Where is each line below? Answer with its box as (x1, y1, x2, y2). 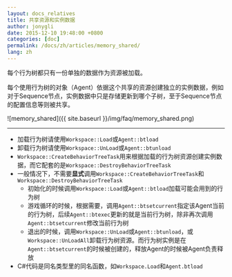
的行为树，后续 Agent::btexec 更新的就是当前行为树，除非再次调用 (27, 210, 213, 218)
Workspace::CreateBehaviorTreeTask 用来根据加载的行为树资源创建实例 (17, 152, 217, 160)
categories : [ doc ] (7, 36, 60, 43)
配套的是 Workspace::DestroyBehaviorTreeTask (41, 160, 171, 169)
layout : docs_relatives (7, 10, 76, 17)
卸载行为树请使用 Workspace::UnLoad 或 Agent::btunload (17, 143, 171, 152)
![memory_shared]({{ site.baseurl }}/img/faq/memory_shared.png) (7, 114, 195, 122)
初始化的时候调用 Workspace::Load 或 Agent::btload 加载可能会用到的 (27, 184, 217, 192)
